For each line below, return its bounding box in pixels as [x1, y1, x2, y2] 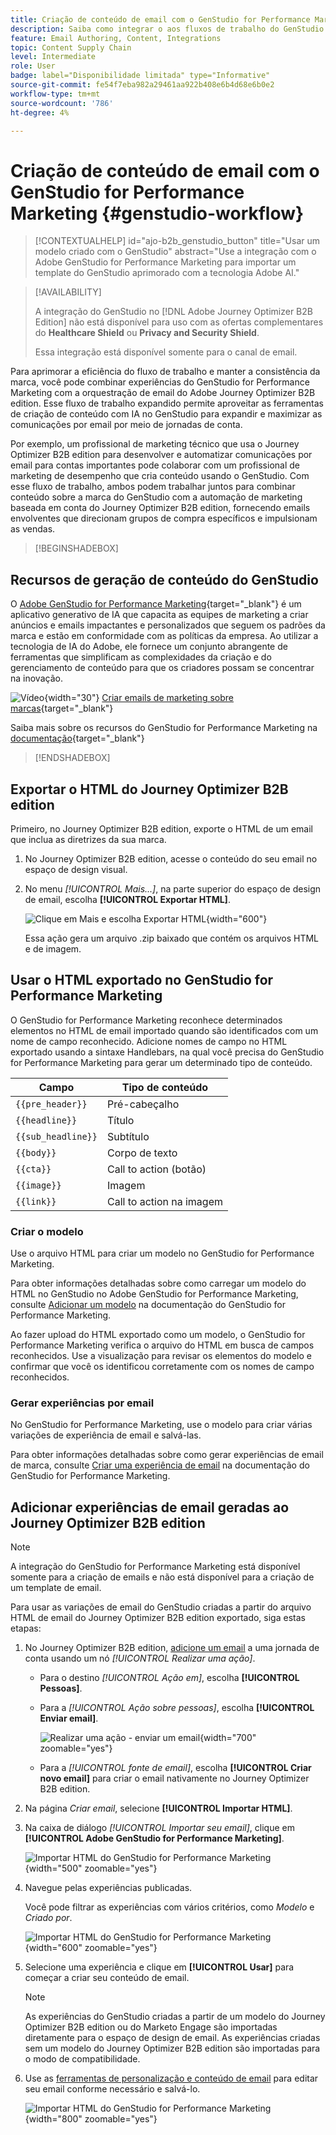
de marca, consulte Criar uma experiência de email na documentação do [10, 1459, 310, 1471]
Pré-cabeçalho [106, 1097, 180, 1111]
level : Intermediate [10, 52, 97, 62]
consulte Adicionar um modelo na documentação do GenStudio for [10, 1299, 287, 1311]
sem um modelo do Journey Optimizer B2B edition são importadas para [24, 2042, 321, 2055]
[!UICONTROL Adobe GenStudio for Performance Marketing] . [24, 1832, 285, 1845]
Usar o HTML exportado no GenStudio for [10, 972, 274, 989]
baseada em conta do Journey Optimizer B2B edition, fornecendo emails [10, 502, 311, 514]
